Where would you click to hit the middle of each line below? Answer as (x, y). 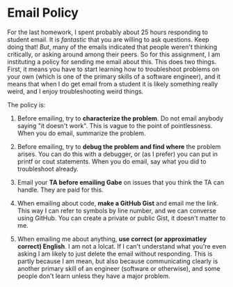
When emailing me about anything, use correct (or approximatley (112, 239)
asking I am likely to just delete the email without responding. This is (115, 254)
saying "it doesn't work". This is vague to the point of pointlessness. (115, 125)
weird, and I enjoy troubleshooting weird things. (75, 91)
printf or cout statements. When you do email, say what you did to (112, 161)
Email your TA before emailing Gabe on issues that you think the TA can (121, 182)
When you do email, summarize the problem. (81, 133)
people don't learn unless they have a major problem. (94, 276)
